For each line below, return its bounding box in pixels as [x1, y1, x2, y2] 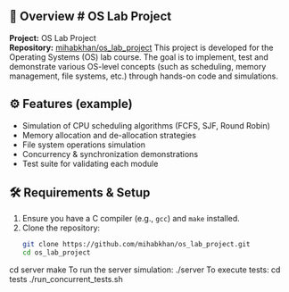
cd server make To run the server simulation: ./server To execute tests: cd [9, 264, 281, 275]
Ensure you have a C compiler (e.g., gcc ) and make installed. [21, 213, 241, 224]
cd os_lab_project [21, 248, 91, 257]
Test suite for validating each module [21, 158, 159, 169]
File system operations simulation [21, 139, 145, 150]
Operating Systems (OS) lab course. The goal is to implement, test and [9, 51, 269, 63]
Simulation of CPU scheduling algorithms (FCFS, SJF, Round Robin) [21, 120, 270, 130]
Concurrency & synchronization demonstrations [21, 148, 199, 159]
